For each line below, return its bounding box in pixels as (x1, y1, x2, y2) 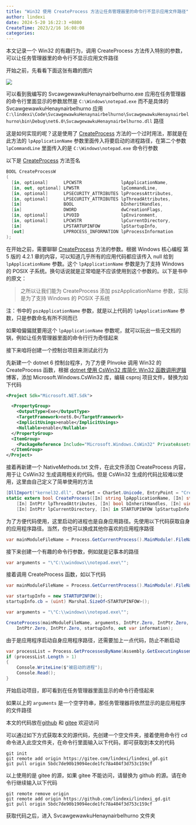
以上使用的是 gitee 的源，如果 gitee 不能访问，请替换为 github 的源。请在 (6, 772, 182, 779)
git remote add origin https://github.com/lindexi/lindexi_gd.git (6, 796, 171, 802)
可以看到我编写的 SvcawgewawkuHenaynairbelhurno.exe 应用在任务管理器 (6, 90, 186, 97)
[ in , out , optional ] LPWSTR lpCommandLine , (11, 185, 158, 191)
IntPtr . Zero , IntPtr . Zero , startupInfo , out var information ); (16, 625, 174, 631)
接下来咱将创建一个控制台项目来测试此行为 (6, 346, 108, 353)
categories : (6, 30, 35, 36)
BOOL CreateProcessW (6, 169, 57, 175)
